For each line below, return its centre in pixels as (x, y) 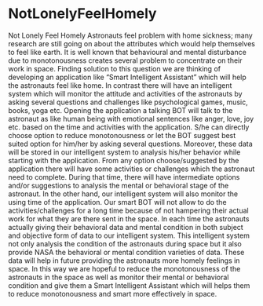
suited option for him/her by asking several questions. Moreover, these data (130, 144)
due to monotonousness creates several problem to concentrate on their (125, 60)
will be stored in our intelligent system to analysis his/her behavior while (124, 152)
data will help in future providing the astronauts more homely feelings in (124, 260)
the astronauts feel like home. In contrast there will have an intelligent (120, 85)
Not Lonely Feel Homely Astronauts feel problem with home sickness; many (130, 35)
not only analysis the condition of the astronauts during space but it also (125, 243)
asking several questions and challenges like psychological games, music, (128, 102)
